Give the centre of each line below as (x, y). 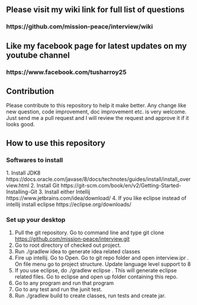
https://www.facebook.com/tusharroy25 (67, 72)
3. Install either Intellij (64, 192)
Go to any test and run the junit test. (58, 290)
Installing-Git (22, 192)
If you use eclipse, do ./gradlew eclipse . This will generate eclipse (96, 271)
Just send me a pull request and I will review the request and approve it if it (98, 118)
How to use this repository (56, 143)
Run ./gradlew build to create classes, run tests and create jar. (90, 296)
